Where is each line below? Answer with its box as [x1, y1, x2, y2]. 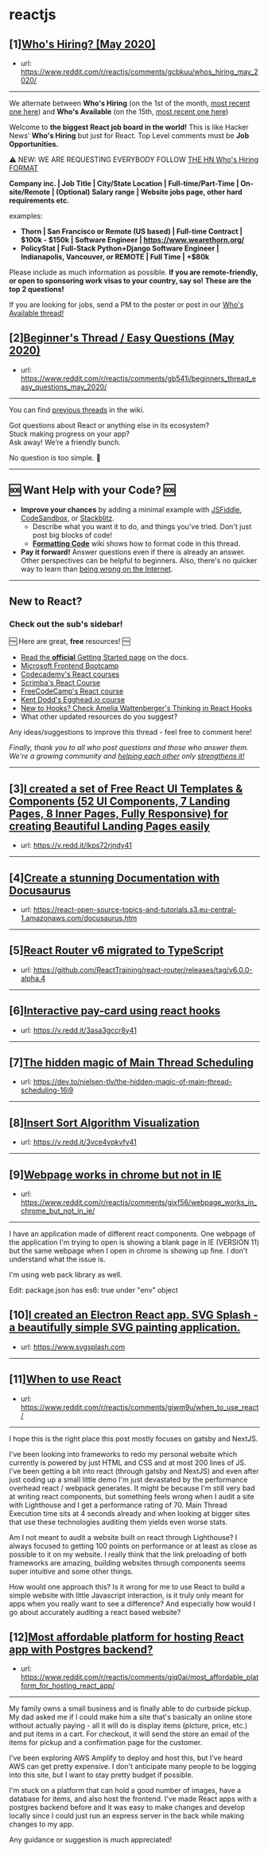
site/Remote [9, 188, 51, 196]
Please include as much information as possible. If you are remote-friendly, [9, 267, 258, 277]
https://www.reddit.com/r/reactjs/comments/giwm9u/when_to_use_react [20, 1402, 259, 1412]
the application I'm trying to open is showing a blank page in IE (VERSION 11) [9, 1238, 259, 1246]
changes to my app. [9, 1819, 75, 1829]
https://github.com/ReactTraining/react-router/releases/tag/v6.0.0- [33, 965, 253, 974]
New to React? [9, 594, 83, 608]
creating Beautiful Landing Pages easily [9, 819, 210, 833]
